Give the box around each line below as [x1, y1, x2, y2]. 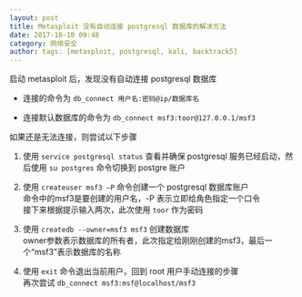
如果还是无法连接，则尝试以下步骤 [9, 131, 137, 142]
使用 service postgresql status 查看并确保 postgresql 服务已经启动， [22, 151, 286, 162]
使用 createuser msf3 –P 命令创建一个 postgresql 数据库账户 [22, 181, 249, 192]
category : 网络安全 [9, 38, 78, 48]
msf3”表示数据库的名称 [34, 247, 121, 258]
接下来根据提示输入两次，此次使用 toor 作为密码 [22, 204, 204, 215]
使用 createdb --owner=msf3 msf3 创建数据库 [22, 224, 189, 235]
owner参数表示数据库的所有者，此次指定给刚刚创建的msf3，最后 [22, 235, 266, 246]
